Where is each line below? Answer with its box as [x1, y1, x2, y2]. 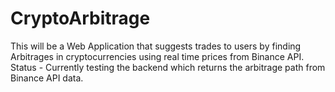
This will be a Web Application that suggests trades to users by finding [10, 40, 302, 52]
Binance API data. [10, 72, 84, 84]
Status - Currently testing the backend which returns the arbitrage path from [10, 61, 326, 73]
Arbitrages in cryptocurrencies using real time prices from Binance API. [10, 50, 305, 62]
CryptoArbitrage [10, 7, 151, 30]
